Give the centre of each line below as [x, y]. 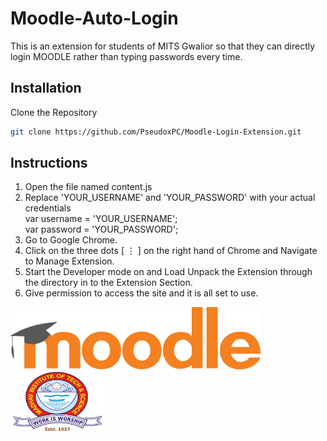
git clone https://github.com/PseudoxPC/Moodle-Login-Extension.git [156, 132]
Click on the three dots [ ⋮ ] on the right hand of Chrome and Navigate [171, 251]
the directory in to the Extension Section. [108, 283]
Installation [46, 88]
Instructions [49, 163]
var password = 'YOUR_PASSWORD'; [101, 229]
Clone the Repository [54, 112]
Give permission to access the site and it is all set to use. [141, 293]
